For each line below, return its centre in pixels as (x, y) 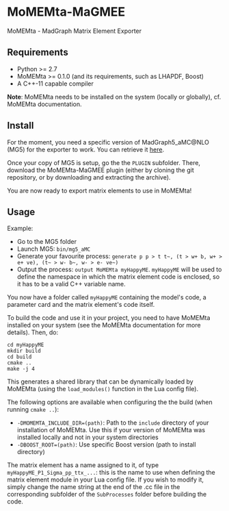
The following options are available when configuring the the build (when (110, 402)
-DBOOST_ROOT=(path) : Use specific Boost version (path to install (106, 445)
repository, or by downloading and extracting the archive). (89, 177)
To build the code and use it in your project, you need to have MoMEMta (109, 318)
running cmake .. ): (33, 410)
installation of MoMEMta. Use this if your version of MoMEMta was (111, 430)
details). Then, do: (33, 332)
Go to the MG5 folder (47, 242)
